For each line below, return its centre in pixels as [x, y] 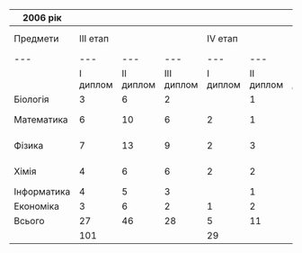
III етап [94, 38]
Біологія [31, 99]
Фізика [29, 145]
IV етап [222, 38]
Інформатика [42, 191]
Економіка [37, 206]
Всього [29, 221]
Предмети [36, 38]
